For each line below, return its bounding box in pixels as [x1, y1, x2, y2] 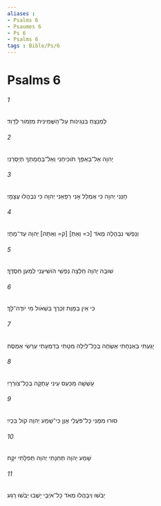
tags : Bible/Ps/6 [7, 42, 60, 49]
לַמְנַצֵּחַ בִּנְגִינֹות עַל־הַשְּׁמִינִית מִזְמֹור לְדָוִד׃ [7, 117, 107, 126]
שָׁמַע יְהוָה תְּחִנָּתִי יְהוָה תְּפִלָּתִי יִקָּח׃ [7, 454, 92, 462]
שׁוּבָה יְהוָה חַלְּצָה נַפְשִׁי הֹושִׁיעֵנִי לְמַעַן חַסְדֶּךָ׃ [7, 267, 114, 275]
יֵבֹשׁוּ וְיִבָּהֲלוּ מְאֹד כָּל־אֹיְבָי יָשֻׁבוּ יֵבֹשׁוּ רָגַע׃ [7, 491, 106, 500]
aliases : [7, 10, 36, 17]
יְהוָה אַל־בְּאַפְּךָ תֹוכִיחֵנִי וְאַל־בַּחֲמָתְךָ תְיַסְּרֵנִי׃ [7, 154, 114, 163]
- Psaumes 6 [7, 23, 41, 30]
